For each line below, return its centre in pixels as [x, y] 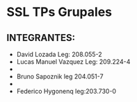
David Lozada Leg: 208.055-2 [59, 54]
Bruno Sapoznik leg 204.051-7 [60, 76]
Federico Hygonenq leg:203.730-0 [66, 91]
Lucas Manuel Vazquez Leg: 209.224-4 [73, 62]
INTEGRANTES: [41, 38]
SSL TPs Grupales [59, 12]
